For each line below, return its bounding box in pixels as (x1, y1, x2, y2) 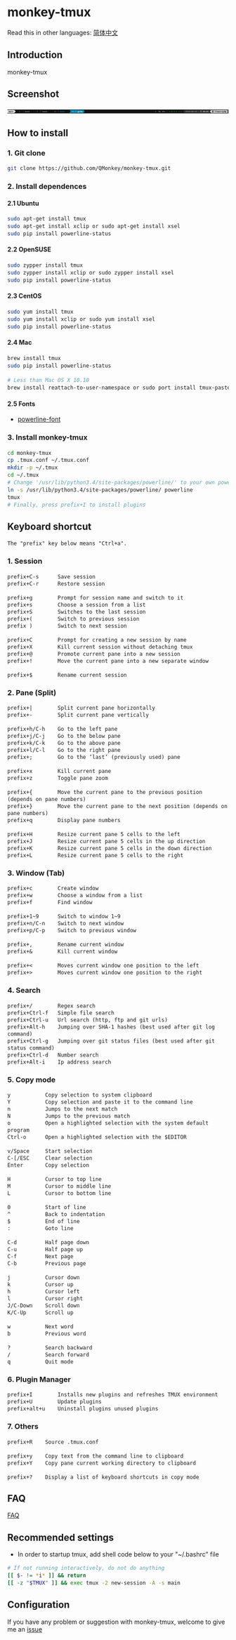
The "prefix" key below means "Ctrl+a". (7, 540, 128, 548)
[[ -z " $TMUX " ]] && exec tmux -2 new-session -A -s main (7, 1579, 181, 1587)
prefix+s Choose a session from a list (7, 601, 146, 608)
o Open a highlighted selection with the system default (7, 1119, 209, 1127)
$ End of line (7, 1217, 80, 1225)
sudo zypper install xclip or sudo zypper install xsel (7, 269, 174, 276)
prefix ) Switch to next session (7, 622, 128, 629)
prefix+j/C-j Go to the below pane (7, 733, 121, 740)
